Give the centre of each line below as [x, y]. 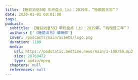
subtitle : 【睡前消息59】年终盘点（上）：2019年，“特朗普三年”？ [70, 28]
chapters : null [25, 65]
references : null [28, 70]
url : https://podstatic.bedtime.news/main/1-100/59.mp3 [74, 51]
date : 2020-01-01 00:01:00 [33, 14]
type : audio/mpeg [32, 61]
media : [16, 47]
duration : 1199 [25, 42]
